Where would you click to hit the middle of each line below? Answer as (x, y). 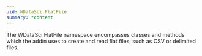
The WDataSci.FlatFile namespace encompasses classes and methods (95, 34)
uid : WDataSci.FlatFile (37, 12)
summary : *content (30, 17)
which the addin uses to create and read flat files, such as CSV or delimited (101, 41)
